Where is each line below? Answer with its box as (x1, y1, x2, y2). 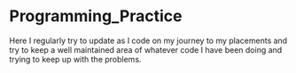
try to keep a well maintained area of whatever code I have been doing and (9, 44, 283, 55)
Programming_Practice (9, 6, 183, 26)
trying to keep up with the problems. (9, 54, 142, 64)
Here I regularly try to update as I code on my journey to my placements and (9, 35, 288, 46)
